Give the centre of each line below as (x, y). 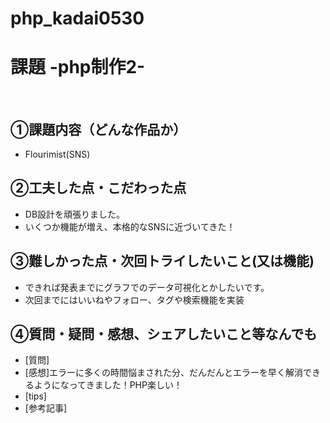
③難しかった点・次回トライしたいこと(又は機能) (162, 261)
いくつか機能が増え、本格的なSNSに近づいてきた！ (130, 226)
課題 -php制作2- (78, 67)
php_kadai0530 (77, 18)
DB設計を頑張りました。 (75, 214)
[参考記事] (46, 408)
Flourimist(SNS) (57, 154)
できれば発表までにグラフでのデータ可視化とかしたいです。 (147, 287)
